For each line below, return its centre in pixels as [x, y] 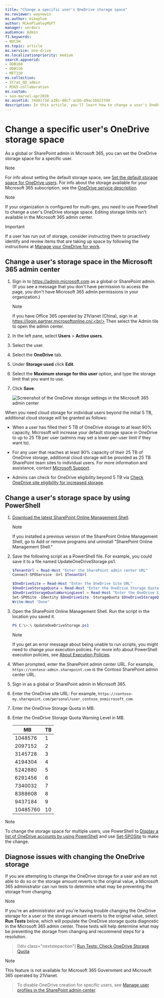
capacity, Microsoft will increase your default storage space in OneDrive [85, 432]
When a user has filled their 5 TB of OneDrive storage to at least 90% [82, 427]
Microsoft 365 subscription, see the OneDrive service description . [72, 188]
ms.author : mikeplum [26, 19]
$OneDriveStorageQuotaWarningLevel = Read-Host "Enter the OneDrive [83, 593]
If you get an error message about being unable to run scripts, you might [85, 644]
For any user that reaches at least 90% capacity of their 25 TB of [77, 452]
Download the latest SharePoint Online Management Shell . [71, 517]
